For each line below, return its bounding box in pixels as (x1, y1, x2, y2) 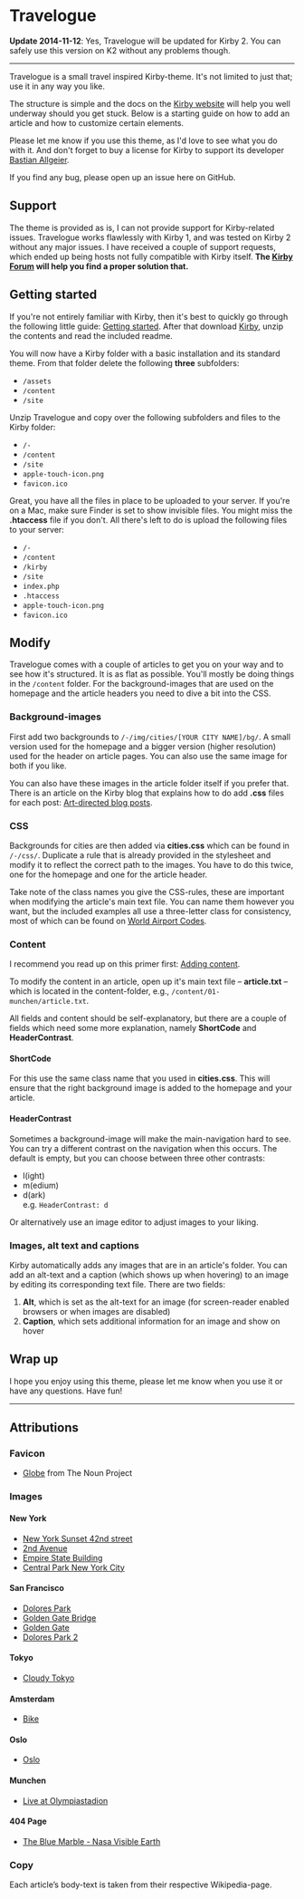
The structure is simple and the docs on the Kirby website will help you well (9, 98, 291, 109)
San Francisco (9, 1583, 65, 1594)
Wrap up (9, 1352, 59, 1367)
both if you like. (9, 760, 67, 771)
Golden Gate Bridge (22, 1612, 97, 1623)
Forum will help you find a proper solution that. (9, 260, 189, 272)
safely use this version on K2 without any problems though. (9, 44, 231, 55)
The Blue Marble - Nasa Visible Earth (22, 1836, 161, 1846)
